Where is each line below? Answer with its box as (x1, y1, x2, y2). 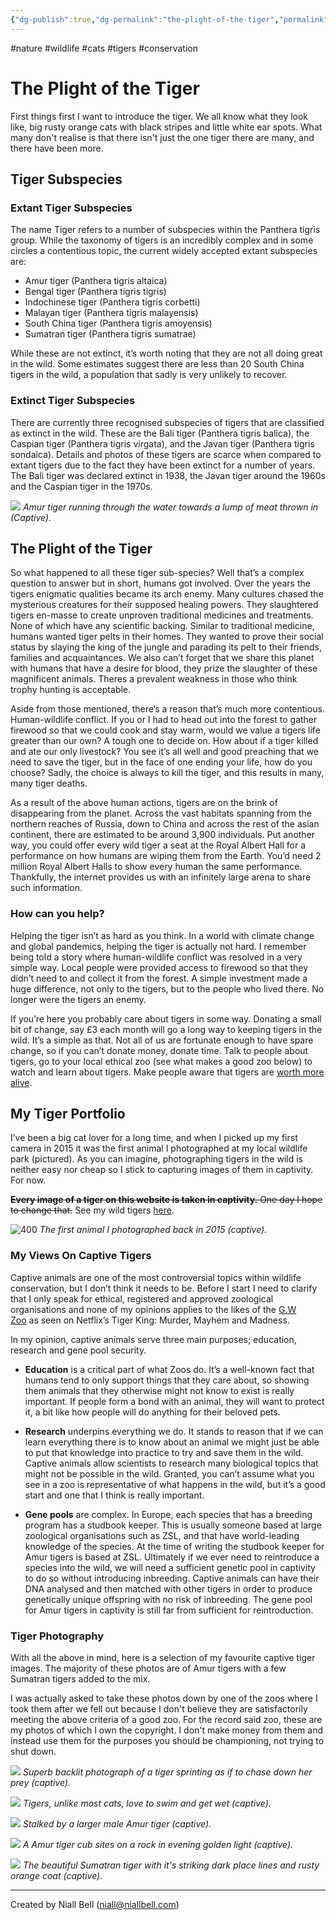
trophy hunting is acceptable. (10, 684, 132, 696)
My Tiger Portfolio (10, 1106, 126, 1123)
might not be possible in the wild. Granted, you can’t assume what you (24, 1467, 315, 1480)
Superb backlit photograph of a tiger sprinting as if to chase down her (22, 1766, 313, 1778)
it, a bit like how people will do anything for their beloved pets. (24, 1406, 281, 1418)
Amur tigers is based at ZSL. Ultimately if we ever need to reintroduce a (24, 1551, 320, 1563)
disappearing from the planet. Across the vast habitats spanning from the (10, 807, 312, 820)
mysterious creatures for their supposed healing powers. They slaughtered (10, 599, 319, 611)
